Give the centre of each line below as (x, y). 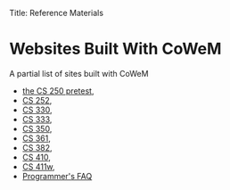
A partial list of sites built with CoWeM (79, 73)
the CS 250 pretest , (58, 91)
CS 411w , (38, 166)
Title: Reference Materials (57, 13)
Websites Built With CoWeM (115, 49)
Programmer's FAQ (57, 176)
